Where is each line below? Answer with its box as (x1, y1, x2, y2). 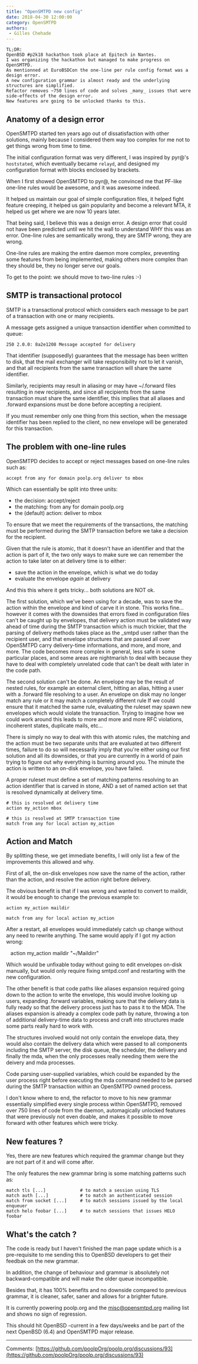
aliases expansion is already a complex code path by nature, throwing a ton (6, 1010, 189, 1017)
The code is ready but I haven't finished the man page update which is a (6, 1245, 181, 1252)
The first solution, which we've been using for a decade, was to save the (6, 597, 183, 605)
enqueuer (6, 1203, 28, 1209)
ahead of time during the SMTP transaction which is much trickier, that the (6, 623, 187, 630)
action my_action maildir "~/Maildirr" (10, 950, 99, 957)
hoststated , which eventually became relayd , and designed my (6, 160, 160, 167)
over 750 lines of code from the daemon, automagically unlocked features (6, 1107, 186, 1114)
